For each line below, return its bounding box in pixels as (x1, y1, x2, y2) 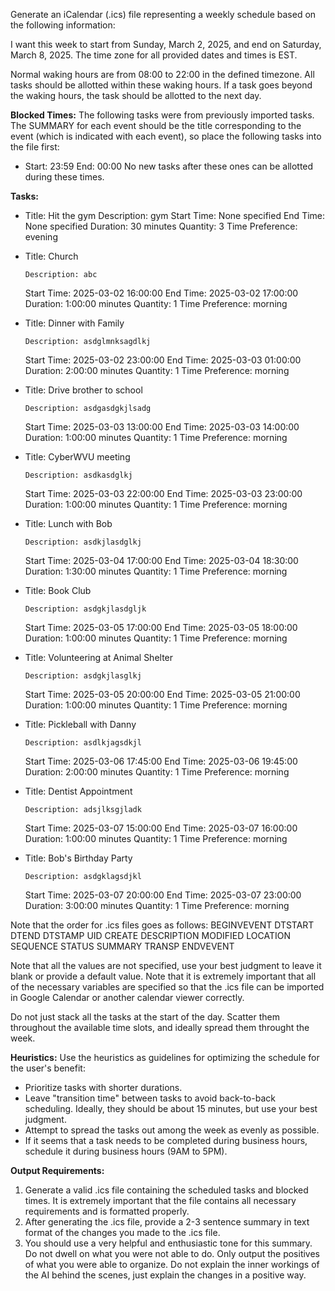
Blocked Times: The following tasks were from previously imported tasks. (10, 109, 315, 121)
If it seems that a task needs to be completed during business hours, (24, 1135, 308, 1146)
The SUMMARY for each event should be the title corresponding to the (10, 120, 302, 131)
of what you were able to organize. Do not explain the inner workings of (24, 1259, 320, 1270)
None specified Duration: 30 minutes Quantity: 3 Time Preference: (24, 220, 298, 232)
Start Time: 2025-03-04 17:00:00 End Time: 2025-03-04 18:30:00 (24, 555, 299, 566)
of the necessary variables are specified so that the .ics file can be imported (10, 981, 325, 993)
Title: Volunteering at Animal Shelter (24, 652, 174, 663)
